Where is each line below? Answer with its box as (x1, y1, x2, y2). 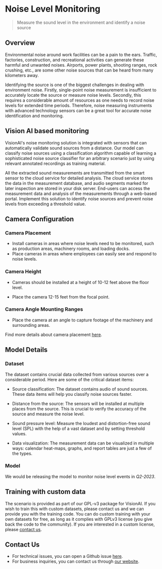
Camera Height (5, 268, 41, 275)
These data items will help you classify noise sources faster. (12, 391, 132, 397)
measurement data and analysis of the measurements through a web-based (5, 191, 157, 196)
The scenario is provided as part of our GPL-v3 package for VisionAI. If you (5, 500, 156, 506)
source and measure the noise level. (12, 411, 85, 417)
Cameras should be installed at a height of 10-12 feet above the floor (12, 279, 149, 285)
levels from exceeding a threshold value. (5, 201, 86, 207)
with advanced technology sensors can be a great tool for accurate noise (5, 107, 152, 113)
